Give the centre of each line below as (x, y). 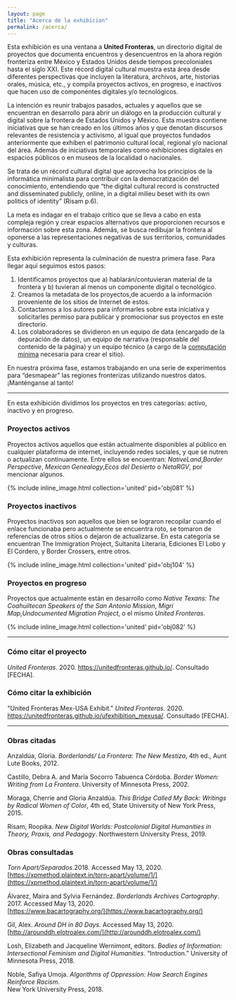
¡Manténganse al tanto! (40, 383)
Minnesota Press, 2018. (41, 961)
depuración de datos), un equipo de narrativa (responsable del (108, 339)
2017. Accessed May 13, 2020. (51, 904)
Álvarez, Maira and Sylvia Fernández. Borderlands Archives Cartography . (113, 896)
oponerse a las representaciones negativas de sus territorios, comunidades (117, 237)
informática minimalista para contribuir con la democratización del (103, 179)
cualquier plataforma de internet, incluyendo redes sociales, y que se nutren (118, 452)
